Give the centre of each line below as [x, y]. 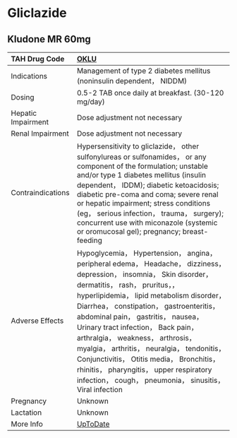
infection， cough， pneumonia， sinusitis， [151, 380]
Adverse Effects [37, 321]
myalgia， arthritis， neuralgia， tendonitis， [151, 349]
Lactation [26, 413]
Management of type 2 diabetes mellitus [144, 71]
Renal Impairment [40, 134]
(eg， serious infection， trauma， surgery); [150, 213]
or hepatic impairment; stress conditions [143, 203]
